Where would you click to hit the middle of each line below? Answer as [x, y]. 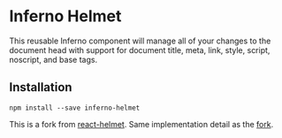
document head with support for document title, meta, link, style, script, [140, 50]
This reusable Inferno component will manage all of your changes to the [140, 41]
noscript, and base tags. [53, 59]
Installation [41, 87]
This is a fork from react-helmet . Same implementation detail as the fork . [141, 124]
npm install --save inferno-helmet [75, 108]
